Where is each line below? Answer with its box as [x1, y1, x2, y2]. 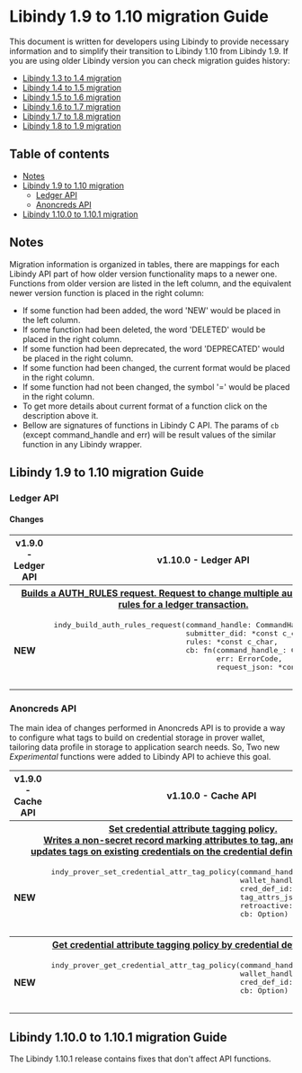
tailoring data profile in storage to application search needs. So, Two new [9, 742, 280, 753]
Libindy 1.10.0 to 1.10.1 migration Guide [9, 1029, 227, 1045]
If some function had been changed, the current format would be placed [22, 362, 290, 373]
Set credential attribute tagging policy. [108, 823, 278, 835]
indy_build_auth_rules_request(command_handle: [53, 620, 253, 630]
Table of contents [9, 147, 110, 162]
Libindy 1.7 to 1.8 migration [22, 111, 121, 122]
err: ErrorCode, [216, 654, 283, 663]
